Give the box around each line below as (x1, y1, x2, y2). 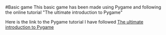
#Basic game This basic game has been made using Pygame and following (5, 4, 161, 10)
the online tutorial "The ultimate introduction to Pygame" (5, 9, 123, 15)
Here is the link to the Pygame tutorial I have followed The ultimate (5, 19, 144, 25)
